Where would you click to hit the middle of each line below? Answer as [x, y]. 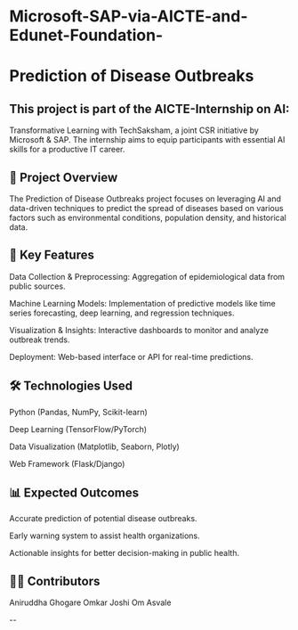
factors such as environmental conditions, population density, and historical [148, 217]
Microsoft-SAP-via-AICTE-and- [129, 16]
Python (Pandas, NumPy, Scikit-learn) [79, 412]
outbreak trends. [40, 340]
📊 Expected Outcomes [74, 493]
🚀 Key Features [52, 255]
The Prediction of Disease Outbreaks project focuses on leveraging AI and [145, 199]
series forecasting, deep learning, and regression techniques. [122, 313]
